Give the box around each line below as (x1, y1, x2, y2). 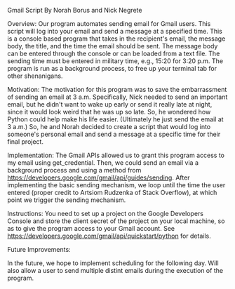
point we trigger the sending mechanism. (7, 196, 126, 204)
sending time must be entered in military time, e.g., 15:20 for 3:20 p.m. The (7, 57, 223, 65)
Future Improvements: (7, 246, 72, 253)
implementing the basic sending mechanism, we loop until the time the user (7, 181, 226, 189)
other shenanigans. (7, 72, 63, 80)
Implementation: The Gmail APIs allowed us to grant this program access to (7, 151, 224, 159)
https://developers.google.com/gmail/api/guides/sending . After (7, 173, 190, 182)
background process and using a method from (7, 166, 142, 174)
